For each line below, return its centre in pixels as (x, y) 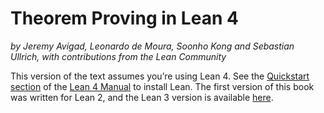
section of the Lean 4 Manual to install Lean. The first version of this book (162, 86)
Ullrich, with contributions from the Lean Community (118, 56)
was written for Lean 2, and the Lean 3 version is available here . (142, 97)
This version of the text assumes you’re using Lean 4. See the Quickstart (160, 76)
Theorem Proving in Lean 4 (124, 18)
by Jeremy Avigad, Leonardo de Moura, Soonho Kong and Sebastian (152, 46)
